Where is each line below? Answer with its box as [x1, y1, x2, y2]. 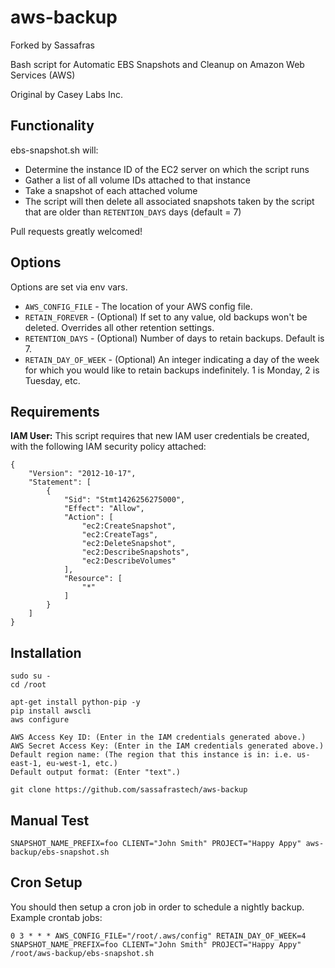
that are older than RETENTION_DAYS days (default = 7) [24, 206, 242, 218]
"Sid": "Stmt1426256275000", [63, 495, 186, 505]
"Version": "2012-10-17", [28, 469, 137, 479]
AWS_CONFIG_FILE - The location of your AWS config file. [24, 300, 253, 312]
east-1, [10, 759, 43, 769]
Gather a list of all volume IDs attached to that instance [24, 174, 252, 186]
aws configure [10, 715, 70, 725]
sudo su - [10, 671, 52, 681]
